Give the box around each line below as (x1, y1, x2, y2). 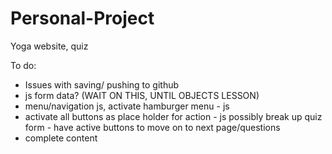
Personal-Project (10, 7, 155, 30)
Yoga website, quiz (10, 40, 89, 52)
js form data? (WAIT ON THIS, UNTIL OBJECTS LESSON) (24, 89, 260, 101)
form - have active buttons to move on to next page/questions (24, 121, 281, 133)
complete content (24, 132, 98, 144)
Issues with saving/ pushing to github (24, 78, 180, 91)
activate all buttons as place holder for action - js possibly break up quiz (24, 110, 323, 122)
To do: (10, 59, 37, 71)
